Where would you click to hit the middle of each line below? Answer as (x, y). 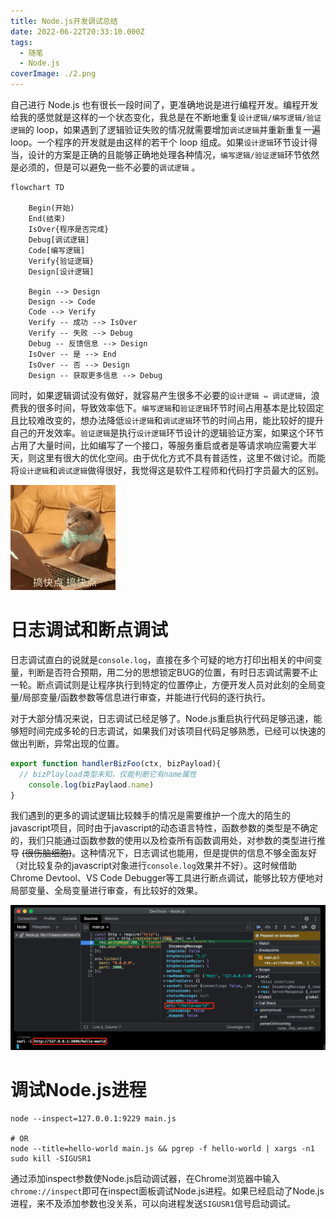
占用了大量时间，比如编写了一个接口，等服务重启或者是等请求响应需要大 (159, 445)
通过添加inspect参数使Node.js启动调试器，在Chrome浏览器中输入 (145, 1179)
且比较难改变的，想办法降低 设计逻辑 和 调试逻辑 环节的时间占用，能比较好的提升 (167, 420)
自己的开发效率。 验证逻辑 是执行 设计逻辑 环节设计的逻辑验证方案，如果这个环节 (167, 433)
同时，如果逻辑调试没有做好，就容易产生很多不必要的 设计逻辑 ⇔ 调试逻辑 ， (161, 395)
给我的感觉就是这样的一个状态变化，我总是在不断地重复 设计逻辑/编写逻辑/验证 (166, 117)
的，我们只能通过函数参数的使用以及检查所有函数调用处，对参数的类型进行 (163, 841)
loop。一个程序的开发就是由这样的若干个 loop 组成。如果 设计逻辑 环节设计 (159, 142)
